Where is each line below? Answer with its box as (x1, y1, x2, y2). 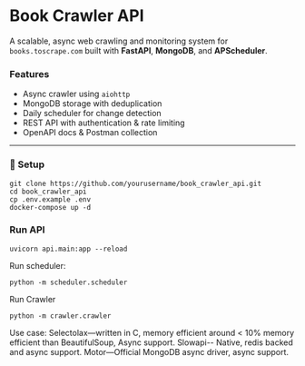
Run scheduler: (9, 260, 66, 271)
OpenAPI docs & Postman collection (22, 127, 158, 138)
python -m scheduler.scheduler (9, 278, 128, 287)
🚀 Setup (9, 158, 45, 171)
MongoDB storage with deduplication (22, 98, 162, 109)
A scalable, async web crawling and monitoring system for (9, 35, 229, 46)
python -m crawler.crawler (9, 311, 112, 321)
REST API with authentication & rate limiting (22, 117, 185, 128)
